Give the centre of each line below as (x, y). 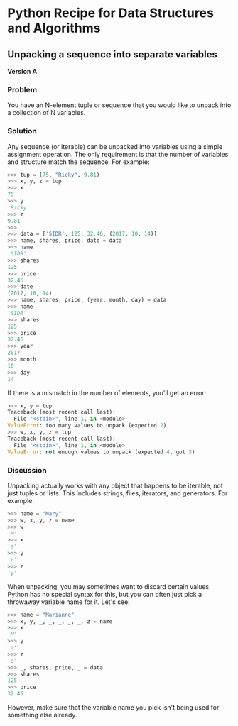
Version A (22, 71)
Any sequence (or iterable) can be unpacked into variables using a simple (115, 146)
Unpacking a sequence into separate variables (113, 54)
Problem (22, 89)
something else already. (42, 715)
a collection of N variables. (47, 113)
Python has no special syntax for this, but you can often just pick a (105, 594)
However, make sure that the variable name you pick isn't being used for (113, 708)
